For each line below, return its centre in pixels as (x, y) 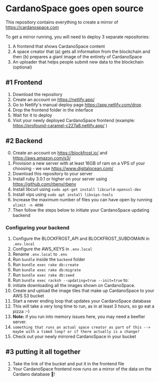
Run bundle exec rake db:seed (43, 275)
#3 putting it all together (43, 352)
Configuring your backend (38, 228)
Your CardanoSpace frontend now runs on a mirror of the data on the (82, 369)
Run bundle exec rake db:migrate (47, 269)
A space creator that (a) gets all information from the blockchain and (81, 51)
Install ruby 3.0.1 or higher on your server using (60, 179)
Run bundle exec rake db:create (46, 264)
